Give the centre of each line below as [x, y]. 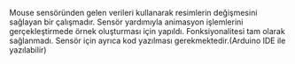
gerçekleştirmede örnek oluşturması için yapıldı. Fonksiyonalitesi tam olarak [147, 31]
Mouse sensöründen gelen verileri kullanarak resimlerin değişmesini [133, 13]
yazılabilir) [28, 50]
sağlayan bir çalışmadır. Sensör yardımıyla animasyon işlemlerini [126, 22]
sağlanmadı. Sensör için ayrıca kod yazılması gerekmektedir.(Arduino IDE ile [147, 40]
